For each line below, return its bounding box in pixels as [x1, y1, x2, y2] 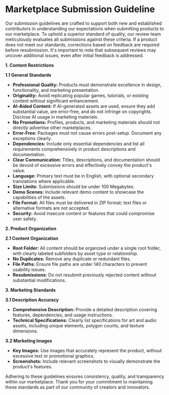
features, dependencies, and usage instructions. [12, 312, 114, 318]
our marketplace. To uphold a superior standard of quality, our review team [5, 31, 161, 37]
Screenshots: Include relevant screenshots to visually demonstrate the [12, 358, 160, 364]
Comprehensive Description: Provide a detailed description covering [12, 306, 157, 312]
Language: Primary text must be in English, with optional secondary [12, 173, 154, 179]
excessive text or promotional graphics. [12, 353, 95, 359]
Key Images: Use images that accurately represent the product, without [12, 347, 162, 354]
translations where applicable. [12, 178, 76, 184]
